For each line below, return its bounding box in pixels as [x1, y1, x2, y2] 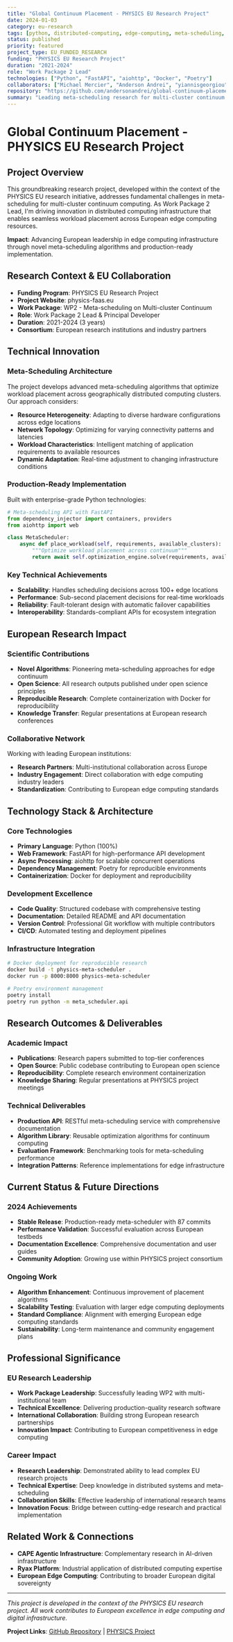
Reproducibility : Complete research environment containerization [17, 1069, 206, 1077]
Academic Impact [7, 1038, 68, 1048]
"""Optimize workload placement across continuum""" [32, 547, 188, 555]
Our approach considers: [7, 397, 78, 405]
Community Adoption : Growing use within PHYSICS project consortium [17, 1255, 223, 1263]
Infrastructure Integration [7, 944, 96, 954]
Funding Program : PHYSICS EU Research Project [17, 288, 159, 297]
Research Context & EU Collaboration [7, 270, 171, 282]
